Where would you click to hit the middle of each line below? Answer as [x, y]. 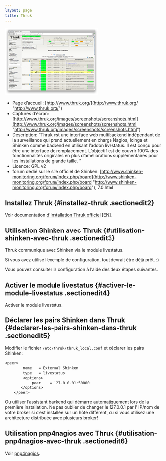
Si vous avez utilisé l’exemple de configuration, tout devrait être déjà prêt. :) [82, 260]
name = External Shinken [51, 368]
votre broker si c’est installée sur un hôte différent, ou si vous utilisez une [80, 412]
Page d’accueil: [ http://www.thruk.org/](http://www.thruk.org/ [75, 103]
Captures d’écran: [30, 113]
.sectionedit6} [105, 441]
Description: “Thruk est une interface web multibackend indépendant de [86, 135]
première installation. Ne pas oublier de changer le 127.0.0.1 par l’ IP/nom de [82, 407]
